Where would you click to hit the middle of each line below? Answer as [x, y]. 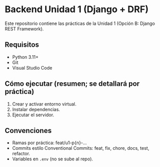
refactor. [21, 154]
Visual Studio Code [32, 68]
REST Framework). [24, 28]
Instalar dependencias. [36, 109]
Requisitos [22, 45]
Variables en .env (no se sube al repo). [53, 159]
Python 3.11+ [25, 57]
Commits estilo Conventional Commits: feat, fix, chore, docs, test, [81, 148]
